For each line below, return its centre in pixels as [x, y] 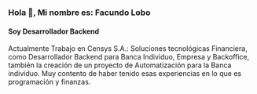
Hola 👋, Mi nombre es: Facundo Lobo [79, 13]
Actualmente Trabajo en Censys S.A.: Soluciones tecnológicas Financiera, [128, 49]
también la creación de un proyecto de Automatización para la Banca [120, 65]
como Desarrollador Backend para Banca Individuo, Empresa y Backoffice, [129, 57]
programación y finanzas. [50, 82]
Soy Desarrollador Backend [54, 31]
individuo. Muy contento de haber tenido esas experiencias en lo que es [125, 74]
